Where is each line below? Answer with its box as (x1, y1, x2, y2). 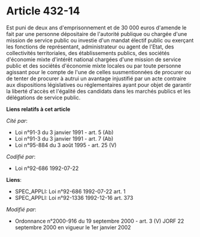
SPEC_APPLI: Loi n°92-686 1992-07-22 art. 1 (14, 187, 126, 195)
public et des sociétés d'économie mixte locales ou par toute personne (6, 62, 181, 69)
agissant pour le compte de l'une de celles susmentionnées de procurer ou (6, 68, 192, 75)
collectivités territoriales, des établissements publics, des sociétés (6, 49, 170, 56)
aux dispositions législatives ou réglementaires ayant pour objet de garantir (6, 81, 192, 88)
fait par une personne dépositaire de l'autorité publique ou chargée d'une (6, 30, 187, 37)
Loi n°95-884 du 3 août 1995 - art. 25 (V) (14, 141, 117, 148)
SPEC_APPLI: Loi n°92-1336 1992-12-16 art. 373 (14, 194, 134, 201)
